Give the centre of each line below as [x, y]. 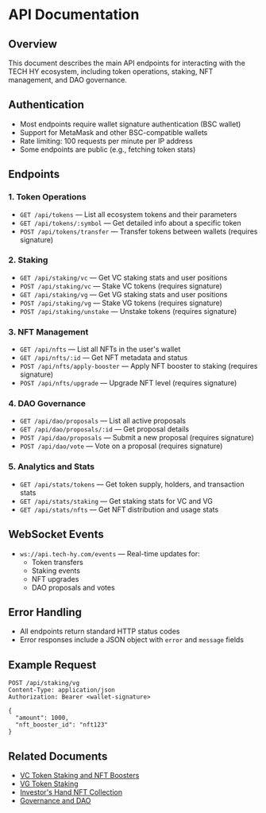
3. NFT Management [48, 331]
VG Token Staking [49, 784]
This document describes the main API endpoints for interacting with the [127, 63]
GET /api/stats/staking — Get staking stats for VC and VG [116, 501]
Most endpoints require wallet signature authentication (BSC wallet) [130, 124]
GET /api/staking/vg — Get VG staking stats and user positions [123, 294]
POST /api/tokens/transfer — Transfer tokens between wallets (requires [139, 231]
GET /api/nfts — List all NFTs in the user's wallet [100, 349]
